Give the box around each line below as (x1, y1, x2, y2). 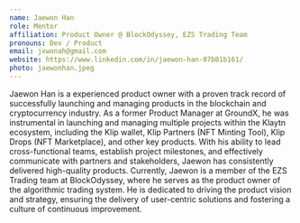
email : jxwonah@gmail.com (9, 47, 106, 56)
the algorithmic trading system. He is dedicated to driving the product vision (9, 184, 292, 195)
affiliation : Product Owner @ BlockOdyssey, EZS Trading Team (9, 30, 248, 39)
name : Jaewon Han (9, 13, 75, 23)
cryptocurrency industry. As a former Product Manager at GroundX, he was (9, 107, 290, 118)
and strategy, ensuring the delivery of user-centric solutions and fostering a (9, 193, 291, 204)
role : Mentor (9, 22, 59, 31)
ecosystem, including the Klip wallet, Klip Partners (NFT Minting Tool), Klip (9, 126, 286, 137)
